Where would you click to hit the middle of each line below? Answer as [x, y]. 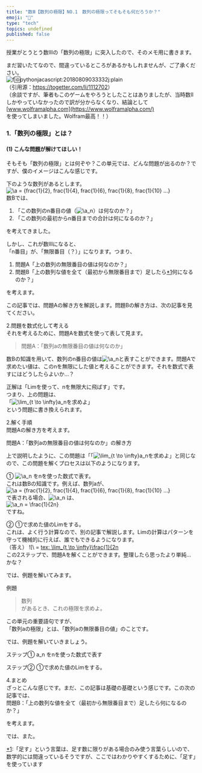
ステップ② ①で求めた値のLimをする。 [56, 667]
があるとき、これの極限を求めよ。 [63, 608]
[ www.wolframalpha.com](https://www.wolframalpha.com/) [80, 109]
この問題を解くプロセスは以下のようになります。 [83, 463]
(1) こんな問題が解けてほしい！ [44, 149]
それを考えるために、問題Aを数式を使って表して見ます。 [76, 333]
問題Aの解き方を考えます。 [40, 430]
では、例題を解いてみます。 [40, 575]
